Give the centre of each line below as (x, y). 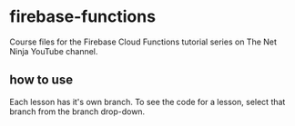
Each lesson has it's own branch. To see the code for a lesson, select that (147, 102)
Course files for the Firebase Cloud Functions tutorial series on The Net (143, 42)
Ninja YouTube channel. (54, 51)
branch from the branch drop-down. (77, 111)
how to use (41, 80)
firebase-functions (83, 17)
